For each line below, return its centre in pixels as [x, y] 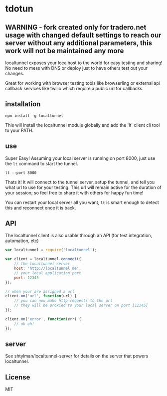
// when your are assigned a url [40, 291]
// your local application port [48, 273]
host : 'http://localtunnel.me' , [48, 269]
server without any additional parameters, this [79, 43]
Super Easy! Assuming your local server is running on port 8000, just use [80, 158]
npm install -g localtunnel [34, 116]
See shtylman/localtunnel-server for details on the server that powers [77, 356]
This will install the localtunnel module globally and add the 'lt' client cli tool [83, 125]
